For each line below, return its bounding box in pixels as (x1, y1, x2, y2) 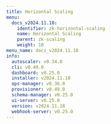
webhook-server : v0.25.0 (11, 108, 73, 114)
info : (6, 53, 20, 59)
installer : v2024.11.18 (11, 75, 70, 81)
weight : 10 (17, 42, 44, 48)
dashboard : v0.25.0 (11, 70, 60, 76)
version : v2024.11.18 (11, 103, 66, 109)
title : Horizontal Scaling (6, 8, 73, 15)
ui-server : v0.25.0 (11, 97, 60, 103)
